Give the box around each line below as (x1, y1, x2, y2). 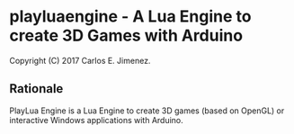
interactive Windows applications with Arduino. (9, 114, 184, 125)
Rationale (9, 81, 64, 96)
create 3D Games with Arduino (9, 25, 244, 46)
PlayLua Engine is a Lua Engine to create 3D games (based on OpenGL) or (9, 105, 285, 116)
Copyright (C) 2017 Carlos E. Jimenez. (9, 55, 151, 66)
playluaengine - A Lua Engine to (9, 6, 252, 27)
